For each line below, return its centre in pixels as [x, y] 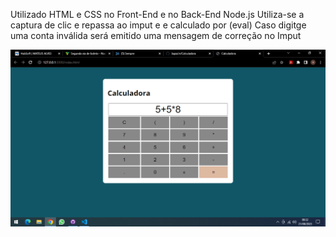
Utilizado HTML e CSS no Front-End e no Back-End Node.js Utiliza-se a [157, 14]
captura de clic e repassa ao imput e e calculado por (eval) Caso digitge [158, 25]
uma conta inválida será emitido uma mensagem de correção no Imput [156, 35]
